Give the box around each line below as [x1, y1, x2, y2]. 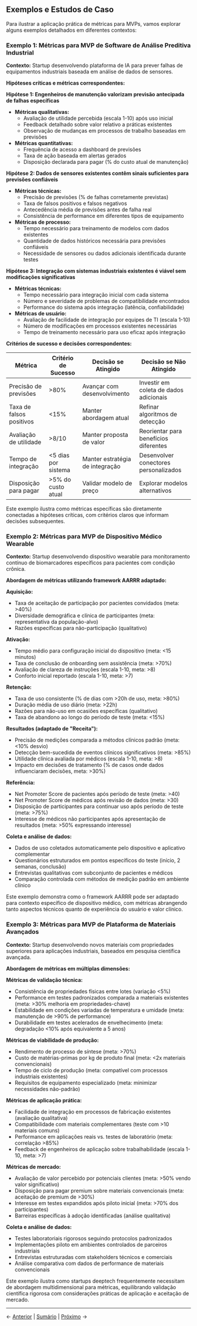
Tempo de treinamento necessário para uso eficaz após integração [23, 329, 186, 336]
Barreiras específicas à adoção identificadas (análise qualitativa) [14, 1212, 171, 1219]
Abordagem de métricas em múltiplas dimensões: [6, 965, 130, 972]
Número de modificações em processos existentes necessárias [23, 322, 177, 329]
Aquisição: [6, 588, 33, 595]
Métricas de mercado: [6, 1163, 62, 1170]
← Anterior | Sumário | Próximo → [6, 1312, 87, 1320]
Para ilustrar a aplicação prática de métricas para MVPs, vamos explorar [6, 20, 181, 27]
